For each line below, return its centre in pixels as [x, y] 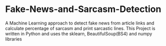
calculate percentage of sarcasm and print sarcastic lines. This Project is [80, 28]
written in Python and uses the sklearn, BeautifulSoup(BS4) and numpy [79, 33]
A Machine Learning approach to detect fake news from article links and [80, 23]
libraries [14, 39]
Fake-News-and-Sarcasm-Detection [83, 9]
